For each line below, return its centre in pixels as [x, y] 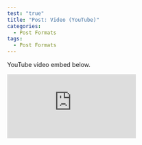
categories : [24, 26]
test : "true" [26, 13]
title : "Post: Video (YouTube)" [53, 20]
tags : [15, 39]
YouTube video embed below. [49, 65]
